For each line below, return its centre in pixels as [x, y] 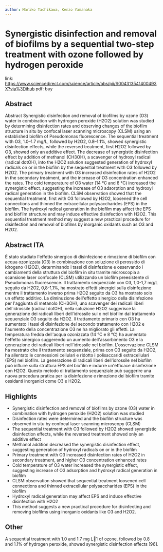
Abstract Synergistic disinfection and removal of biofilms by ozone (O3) [77, 116]
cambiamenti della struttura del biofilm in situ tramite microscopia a [72, 272]
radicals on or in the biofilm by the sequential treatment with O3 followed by [81, 168]
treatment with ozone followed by [74, 54]
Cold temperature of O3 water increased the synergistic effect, [75, 465]
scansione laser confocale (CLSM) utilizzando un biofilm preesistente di [77, 277]
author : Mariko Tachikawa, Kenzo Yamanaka [49, 10]
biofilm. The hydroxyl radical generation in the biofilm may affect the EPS [78, 209]
